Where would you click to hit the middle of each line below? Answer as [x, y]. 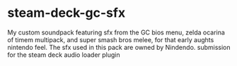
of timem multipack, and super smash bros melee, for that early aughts [111, 39]
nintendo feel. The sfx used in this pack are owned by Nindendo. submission [119, 47]
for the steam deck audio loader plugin [64, 55]
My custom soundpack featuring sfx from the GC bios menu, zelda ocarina [116, 32]
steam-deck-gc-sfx [67, 13]
